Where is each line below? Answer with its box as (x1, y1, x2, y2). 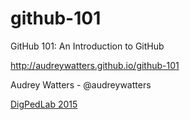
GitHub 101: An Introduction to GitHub (10, 40, 165, 52)
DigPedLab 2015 (10, 98, 78, 110)
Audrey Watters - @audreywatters (10, 78, 152, 91)
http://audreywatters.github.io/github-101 (10, 59, 180, 71)
